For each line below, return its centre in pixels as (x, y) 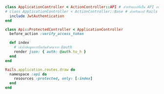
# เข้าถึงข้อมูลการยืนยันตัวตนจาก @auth (43, 47)
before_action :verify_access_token (47, 34)
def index (19, 43)
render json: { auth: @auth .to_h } (50, 52)
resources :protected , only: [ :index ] (53, 79)
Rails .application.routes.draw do (40, 70)
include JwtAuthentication (37, 16)
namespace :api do (28, 74)
